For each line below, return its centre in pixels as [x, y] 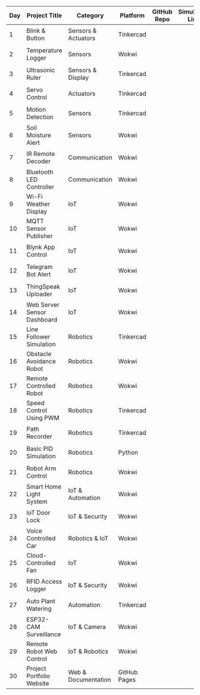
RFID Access [44, 581]
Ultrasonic [41, 70]
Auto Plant [41, 601]
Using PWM [43, 418]
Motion [36, 109]
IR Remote [41, 154]
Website [38, 683]
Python [128, 452]
